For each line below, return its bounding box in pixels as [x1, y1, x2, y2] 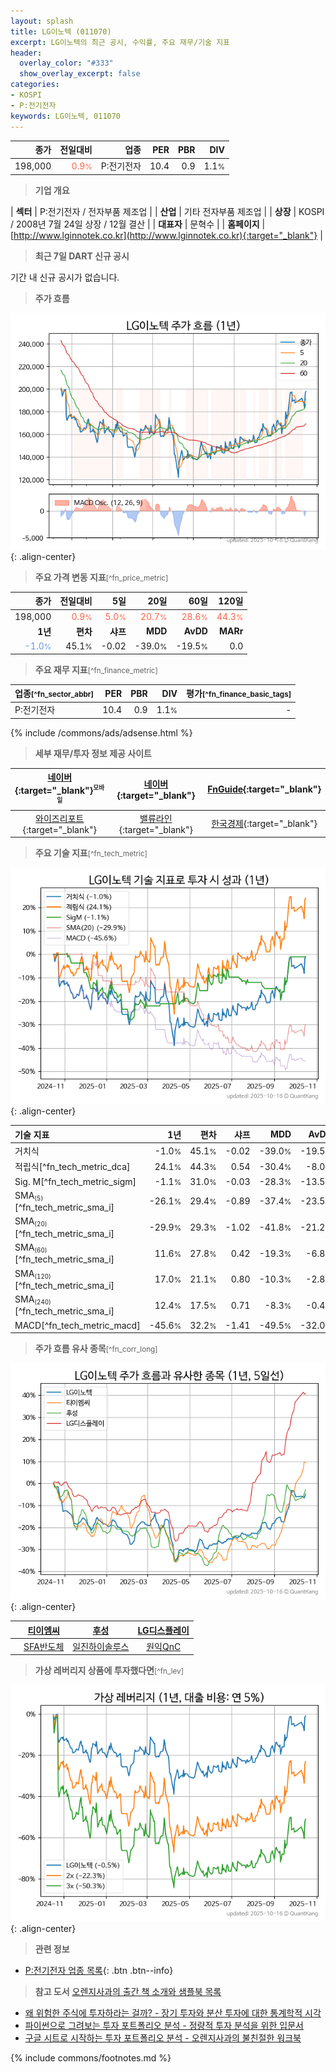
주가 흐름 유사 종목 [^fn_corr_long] [34, 1343, 158, 1355]
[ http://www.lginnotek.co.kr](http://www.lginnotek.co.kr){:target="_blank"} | [10, 229, 323, 241]
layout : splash [10, 16, 74, 26]
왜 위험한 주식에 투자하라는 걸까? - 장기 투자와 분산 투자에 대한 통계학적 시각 [24, 2007, 322, 2019]
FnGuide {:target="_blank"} [207, 783, 322, 795]
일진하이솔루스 [72, 1640, 130, 1652]
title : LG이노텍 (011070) [10, 26, 112, 37]
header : [10, 48, 43, 58]
